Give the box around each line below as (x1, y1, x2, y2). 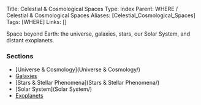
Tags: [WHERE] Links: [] (6, 18, 67, 25)
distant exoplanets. (6, 37, 55, 44)
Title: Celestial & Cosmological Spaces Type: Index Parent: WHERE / (6, 6, 178, 12)
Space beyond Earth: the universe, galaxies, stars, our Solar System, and (6, 30, 191, 37)
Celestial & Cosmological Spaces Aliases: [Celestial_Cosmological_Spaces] (6, 12, 196, 19)
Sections (6, 52, 34, 60)
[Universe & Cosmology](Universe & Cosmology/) (15, 66, 141, 73)
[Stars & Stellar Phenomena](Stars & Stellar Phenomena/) (15, 79, 160, 87)
